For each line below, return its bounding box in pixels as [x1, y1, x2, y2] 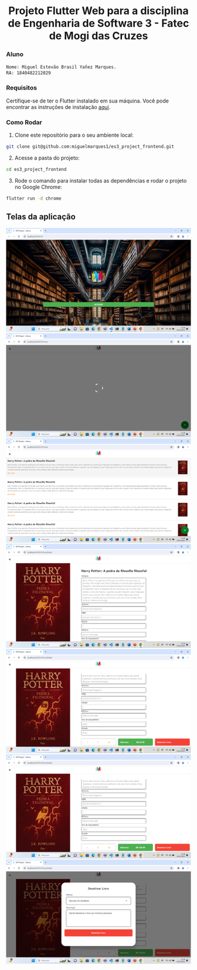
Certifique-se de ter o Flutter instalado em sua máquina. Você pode [6, 97, 169, 104]
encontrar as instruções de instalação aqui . [6, 103, 111, 110]
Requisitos [6, 84, 37, 92]
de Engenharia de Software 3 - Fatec [8, 16, 189, 30]
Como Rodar [6, 118, 43, 126]
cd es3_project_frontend [6, 166, 67, 172]
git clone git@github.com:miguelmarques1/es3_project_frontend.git [6, 144, 175, 150]
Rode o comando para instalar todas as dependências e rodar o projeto [14, 177, 187, 184]
